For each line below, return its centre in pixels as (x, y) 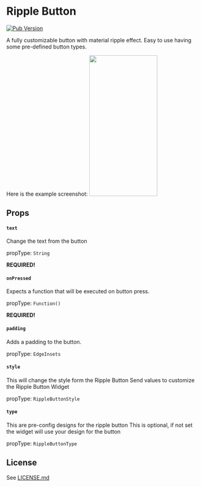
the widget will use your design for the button (64, 432)
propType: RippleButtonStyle (43, 398)
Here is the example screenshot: (47, 194)
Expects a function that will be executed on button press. (78, 291)
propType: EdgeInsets (34, 353)
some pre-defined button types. (46, 47)
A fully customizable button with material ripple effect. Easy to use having (99, 40)
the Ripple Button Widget (38, 386)
